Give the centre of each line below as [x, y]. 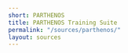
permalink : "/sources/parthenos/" [65, 30]
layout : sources [35, 37]
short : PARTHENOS [37, 15]
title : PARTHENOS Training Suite [63, 23]
